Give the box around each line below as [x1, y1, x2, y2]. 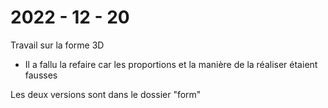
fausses [24, 69, 58, 81]
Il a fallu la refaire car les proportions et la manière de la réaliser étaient [24, 58, 318, 70]
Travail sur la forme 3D [10, 39, 105, 51]
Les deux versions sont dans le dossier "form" [10, 88, 202, 100]
